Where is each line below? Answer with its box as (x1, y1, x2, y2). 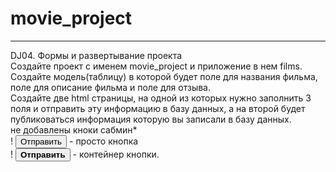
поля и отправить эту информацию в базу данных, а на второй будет (10, 102, 306, 114)
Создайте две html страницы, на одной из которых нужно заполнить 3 (10, 92, 312, 104)
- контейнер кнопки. (72, 148, 160, 160)
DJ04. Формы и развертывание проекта (10, 49, 183, 61)
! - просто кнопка (10, 135, 139, 147)
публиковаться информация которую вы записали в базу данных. (10, 113, 292, 125)
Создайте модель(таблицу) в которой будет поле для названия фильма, (10, 70, 318, 82)
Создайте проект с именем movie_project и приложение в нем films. (10, 60, 303, 72)
